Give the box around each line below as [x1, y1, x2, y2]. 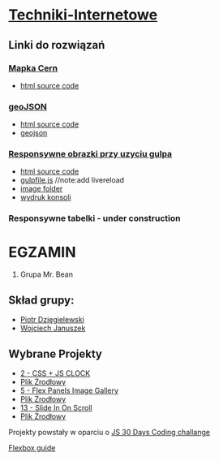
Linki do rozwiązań [8, 38, 105, 52]
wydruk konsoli [19, 192, 71, 202]
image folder [19, 184, 63, 194]
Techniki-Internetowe [8, 6, 158, 24]
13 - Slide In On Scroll [19, 403, 92, 412]
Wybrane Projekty [8, 347, 103, 360]
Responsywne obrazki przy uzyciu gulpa [8, 149, 173, 160]
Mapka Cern [8, 62, 58, 74]
